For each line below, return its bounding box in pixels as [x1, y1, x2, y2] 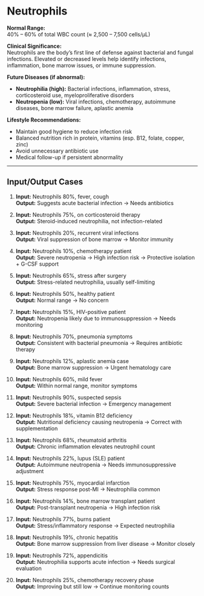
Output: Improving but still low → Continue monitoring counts [15, 583, 169, 590]
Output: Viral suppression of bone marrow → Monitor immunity [15, 235, 174, 243]
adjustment [15, 467, 44, 474]
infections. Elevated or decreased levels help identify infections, [7, 55, 166, 62]
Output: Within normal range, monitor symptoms [15, 382, 138, 389]
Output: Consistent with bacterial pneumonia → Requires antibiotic [15, 339, 183, 346]
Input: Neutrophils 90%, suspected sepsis [15, 393, 122, 401]
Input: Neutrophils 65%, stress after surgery [15, 272, 127, 279]
